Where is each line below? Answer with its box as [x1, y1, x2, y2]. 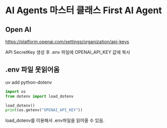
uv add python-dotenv [5, 79, 52, 85]
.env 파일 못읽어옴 [5, 66, 60, 74]
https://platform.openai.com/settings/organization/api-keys [5, 39, 129, 45]
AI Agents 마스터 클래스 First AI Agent [5, 5, 162, 16]
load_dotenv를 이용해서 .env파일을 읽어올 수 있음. [5, 117, 105, 123]
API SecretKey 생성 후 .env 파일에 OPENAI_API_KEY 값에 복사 [5, 49, 130, 55]
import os [5, 89, 26, 94]
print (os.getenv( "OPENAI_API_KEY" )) [5, 108, 83, 113]
